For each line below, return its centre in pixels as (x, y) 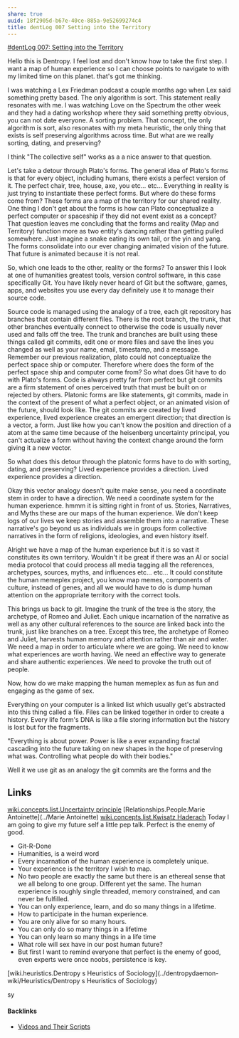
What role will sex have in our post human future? (90, 945)
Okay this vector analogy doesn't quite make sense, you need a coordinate (117, 491)
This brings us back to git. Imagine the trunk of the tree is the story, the (111, 609)
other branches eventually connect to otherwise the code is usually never (115, 327)
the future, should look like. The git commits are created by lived (102, 410)
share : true (25, 14)
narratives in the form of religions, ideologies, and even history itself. (108, 536)
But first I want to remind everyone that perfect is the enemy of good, (119, 952)
